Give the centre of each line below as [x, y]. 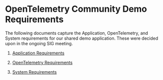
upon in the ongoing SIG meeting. [39, 43]
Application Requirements [38, 53]
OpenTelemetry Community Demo [76, 9]
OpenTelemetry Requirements [42, 62]
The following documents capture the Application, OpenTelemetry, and [77, 33]
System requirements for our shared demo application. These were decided [82, 38]
